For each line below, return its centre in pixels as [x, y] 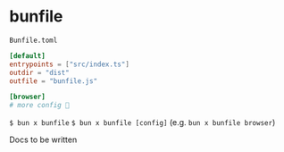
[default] [28, 55]
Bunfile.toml [33, 40]
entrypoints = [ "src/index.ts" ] [69, 64]
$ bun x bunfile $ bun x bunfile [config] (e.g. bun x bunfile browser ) [142, 122]
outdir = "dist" [39, 72]
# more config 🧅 [39, 106]
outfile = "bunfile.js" [54, 81]
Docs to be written [43, 139]
